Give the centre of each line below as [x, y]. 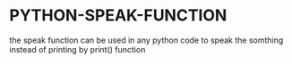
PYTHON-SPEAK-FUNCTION [118, 16]
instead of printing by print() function [77, 49]
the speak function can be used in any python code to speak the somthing [146, 40]
